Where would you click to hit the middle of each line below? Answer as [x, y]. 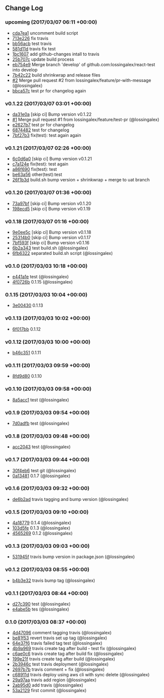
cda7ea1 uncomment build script [45, 33]
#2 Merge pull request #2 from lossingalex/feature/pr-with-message [82, 80]
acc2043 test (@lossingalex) [41, 447]
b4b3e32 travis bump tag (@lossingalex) [53, 580]
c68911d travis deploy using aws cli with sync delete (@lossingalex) [81, 675]
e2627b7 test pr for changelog [43, 124]
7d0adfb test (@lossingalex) [41, 423]
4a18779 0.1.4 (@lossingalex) [42, 523]
